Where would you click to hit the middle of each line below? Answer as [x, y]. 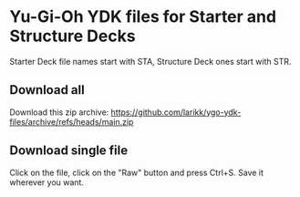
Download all [47, 90]
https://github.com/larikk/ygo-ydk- [176, 112]
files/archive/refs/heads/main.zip [72, 121]
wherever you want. [47, 182]
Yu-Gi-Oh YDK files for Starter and [143, 17]
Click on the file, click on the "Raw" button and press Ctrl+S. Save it [137, 172]
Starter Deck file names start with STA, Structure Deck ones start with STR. [150, 61]
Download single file [69, 151]
